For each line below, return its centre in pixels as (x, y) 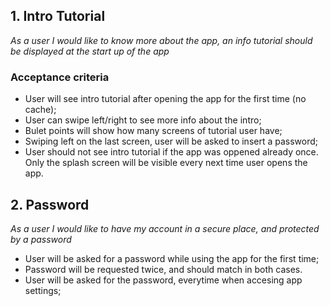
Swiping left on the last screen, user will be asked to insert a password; (171, 141)
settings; (43, 290)
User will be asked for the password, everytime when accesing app (163, 280)
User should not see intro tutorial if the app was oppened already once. (171, 152)
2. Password (50, 204)
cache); (40, 110)
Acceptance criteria (60, 77)
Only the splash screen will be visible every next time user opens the (166, 163)
